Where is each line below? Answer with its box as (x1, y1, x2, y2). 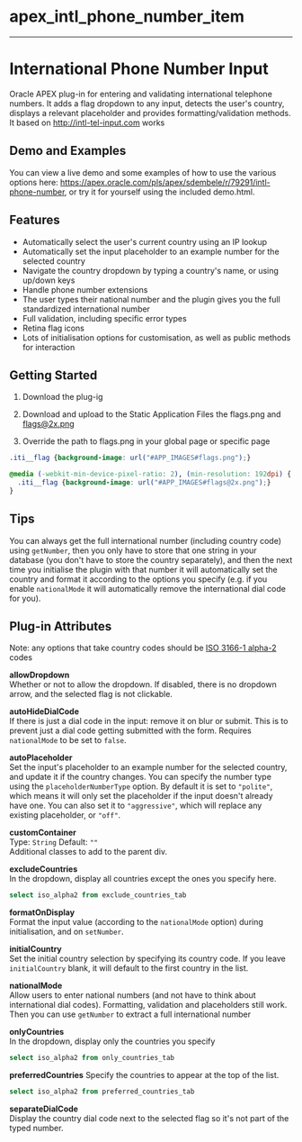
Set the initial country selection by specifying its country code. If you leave (9, 953, 286, 965)
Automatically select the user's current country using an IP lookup (22, 236, 268, 247)
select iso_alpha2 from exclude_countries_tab (9, 891, 187, 900)
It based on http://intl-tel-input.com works (9, 117, 165, 128)
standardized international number (22, 304, 151, 314)
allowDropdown (9, 669, 70, 681)
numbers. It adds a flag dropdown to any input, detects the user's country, (9, 97, 285, 109)
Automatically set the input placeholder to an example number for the (22, 246, 280, 257)
